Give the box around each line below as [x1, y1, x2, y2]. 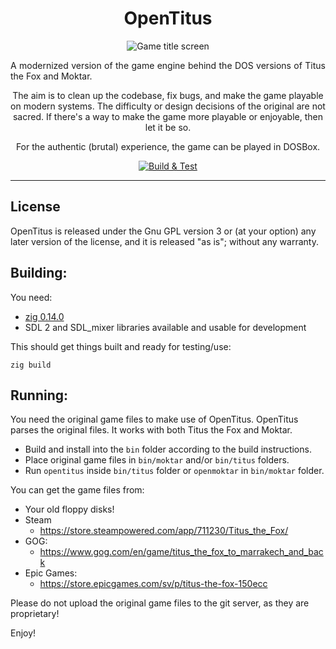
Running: [10, 387, 69, 404]
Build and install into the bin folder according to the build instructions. [24, 443, 312, 456]
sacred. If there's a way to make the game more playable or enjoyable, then [12, 110, 323, 122]
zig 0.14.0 [24, 310, 65, 322]
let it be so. [144, 121, 192, 133]
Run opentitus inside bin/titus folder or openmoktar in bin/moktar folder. [24, 465, 325, 477]
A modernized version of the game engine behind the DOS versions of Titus [10, 59, 326, 71]
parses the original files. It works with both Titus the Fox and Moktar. [10, 424, 293, 436]
